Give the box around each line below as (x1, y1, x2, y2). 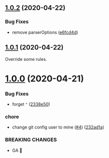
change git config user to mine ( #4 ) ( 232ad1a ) (12, 124, 104, 130)
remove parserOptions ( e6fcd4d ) (12, 29, 78, 35)
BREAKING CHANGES (5, 136, 57, 143)
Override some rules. (5, 56, 47, 62)
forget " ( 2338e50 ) (12, 101, 50, 107)
